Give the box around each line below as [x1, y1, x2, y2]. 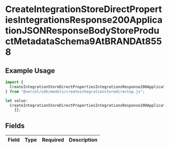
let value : [5, 98, 28, 103]
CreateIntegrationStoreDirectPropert [5, 4, 162, 15]
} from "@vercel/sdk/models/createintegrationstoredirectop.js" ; [5, 89, 145, 94]
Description [68, 136, 98, 143]
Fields [5, 121, 25, 130]
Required [42, 136, 64, 143]
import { [5, 80, 24, 85]
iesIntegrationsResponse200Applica [5, 14, 162, 26]
